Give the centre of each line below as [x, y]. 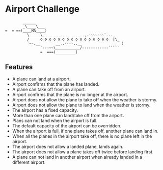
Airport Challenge [42, 9]
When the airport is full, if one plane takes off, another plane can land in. [85, 131]
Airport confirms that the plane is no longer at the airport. [70, 95]
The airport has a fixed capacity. [45, 110]
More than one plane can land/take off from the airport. [68, 115]
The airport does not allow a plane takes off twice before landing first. [83, 152]
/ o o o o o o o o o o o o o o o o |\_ [73, 39]
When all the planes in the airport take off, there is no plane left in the [82, 136]
